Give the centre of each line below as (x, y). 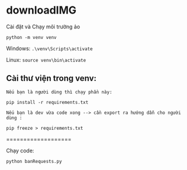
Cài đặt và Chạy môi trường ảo (43, 27)
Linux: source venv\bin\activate (46, 60)
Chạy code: (20, 151)
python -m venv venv (32, 37)
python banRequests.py (34, 161)
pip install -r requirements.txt (47, 102)
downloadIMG (41, 10)
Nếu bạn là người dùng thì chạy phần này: (59, 92)
